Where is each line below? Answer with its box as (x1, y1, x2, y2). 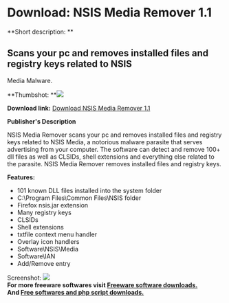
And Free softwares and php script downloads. (7, 288, 144, 296)
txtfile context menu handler (17, 230, 98, 238)
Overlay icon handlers (17, 237, 80, 245)
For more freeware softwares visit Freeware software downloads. (7, 280, 198, 289)
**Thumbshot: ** (7, 91, 57, 99)
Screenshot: (7, 273, 42, 282)
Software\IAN (17, 252, 56, 260)
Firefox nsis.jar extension (17, 201, 89, 209)
